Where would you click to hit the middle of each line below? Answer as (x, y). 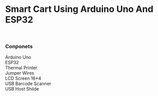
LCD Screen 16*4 (23, 79)
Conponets (19, 46)
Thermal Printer (21, 68)
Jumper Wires (20, 73)
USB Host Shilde (22, 89)
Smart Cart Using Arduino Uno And (79, 9)
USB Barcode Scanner (28, 84)
